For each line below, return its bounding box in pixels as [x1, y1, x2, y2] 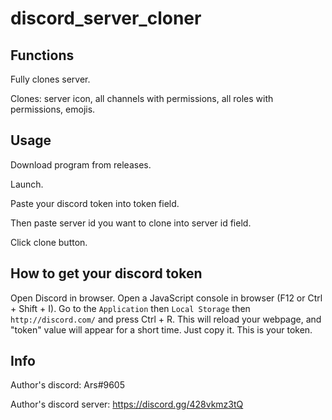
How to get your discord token [10, 265, 203, 282]
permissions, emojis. [10, 103, 96, 115]
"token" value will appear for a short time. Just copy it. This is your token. [10, 323, 313, 336]
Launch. [10, 178, 44, 190]
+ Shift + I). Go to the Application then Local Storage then [10, 302, 251, 314]
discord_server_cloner [10, 7, 202, 30]
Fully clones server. [10, 73, 91, 85]
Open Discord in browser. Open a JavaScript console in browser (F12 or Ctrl [10, 292, 323, 304]
